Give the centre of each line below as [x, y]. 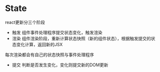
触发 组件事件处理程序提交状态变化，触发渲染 [57, 32]
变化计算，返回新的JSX [39, 44]
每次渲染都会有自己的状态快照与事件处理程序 [50, 54]
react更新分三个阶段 [25, 22]
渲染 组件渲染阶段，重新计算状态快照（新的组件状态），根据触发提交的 [81, 38]
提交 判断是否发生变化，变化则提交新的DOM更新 [60, 65]
